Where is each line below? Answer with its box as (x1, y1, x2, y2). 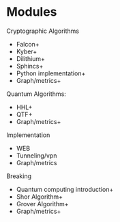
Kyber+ (16, 47, 37, 56)
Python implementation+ (16, 69, 86, 77)
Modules (6, 4, 57, 20)
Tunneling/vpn (16, 151, 57, 160)
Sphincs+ (16, 62, 44, 70)
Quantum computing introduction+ (16, 185, 114, 193)
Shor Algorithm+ (16, 193, 63, 201)
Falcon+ (16, 40, 40, 48)
